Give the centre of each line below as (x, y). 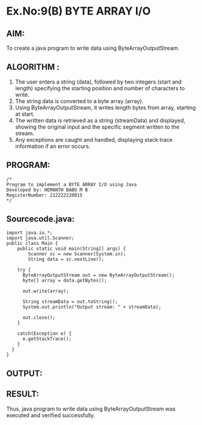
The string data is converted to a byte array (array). (79, 101)
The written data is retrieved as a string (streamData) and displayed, (100, 120)
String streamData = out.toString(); (70, 302)
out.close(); (39, 318)
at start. (25, 114)
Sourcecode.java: (40, 219)
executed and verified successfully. (51, 415)
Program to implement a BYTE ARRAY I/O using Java (72, 184)
